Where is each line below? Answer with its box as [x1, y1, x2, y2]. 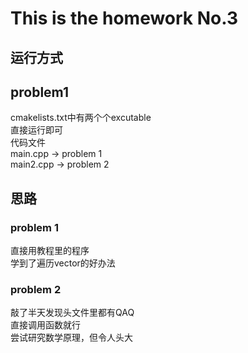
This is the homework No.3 [10, 7, 239, 30]
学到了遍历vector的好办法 [10, 257, 116, 269]
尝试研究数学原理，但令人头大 [10, 332, 133, 344]
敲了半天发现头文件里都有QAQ [10, 307, 135, 319]
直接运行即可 [10, 124, 63, 136]
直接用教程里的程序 [10, 245, 90, 257]
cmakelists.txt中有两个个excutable [10, 112, 152, 124]
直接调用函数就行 [10, 319, 81, 331]
